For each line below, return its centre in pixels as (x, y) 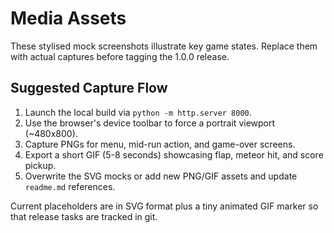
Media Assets (68, 18)
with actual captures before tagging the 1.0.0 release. (120, 56)
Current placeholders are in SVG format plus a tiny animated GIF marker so (164, 206)
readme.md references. (70, 186)
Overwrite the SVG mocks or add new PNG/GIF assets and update (161, 176)
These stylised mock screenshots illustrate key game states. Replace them (164, 46)
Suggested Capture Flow (89, 88)
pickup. (40, 165)
